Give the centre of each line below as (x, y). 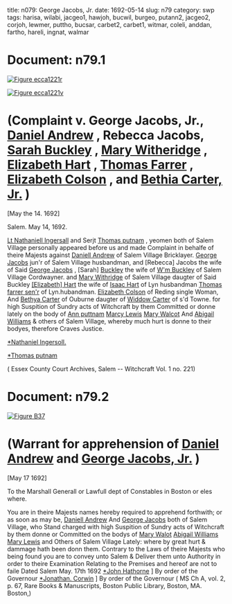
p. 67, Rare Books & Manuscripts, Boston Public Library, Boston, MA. (105, 585)
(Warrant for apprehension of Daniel (113, 444)
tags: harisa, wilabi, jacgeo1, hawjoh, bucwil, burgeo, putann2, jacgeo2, (109, 17)
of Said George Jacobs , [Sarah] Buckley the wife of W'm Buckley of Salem (114, 269)
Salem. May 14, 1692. (37, 226)
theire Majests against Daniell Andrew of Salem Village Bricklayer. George (112, 255)
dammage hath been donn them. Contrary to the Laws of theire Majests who (116, 549)
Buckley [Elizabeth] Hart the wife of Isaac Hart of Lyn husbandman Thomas (115, 284)
